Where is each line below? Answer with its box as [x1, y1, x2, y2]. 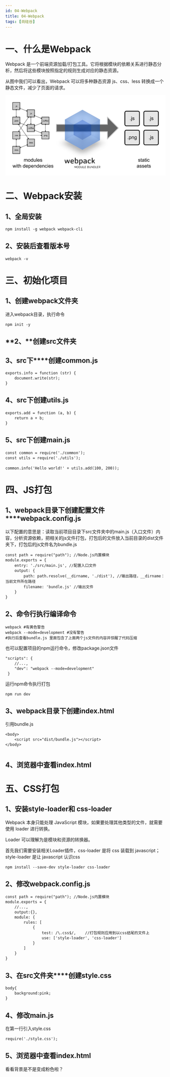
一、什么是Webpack [5, 43, 91, 55]
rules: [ [23, 920, 42, 925]
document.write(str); [14, 376, 60, 381]
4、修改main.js [5, 1011, 54, 1020]
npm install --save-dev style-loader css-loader [5, 865, 110, 870]
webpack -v [5, 256, 29, 261]
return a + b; [14, 415, 44, 421]
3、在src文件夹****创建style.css [5, 971, 112, 980]
